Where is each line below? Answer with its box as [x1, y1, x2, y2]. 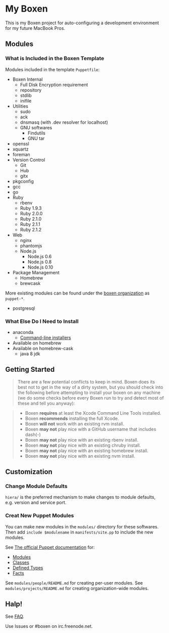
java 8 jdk [20, 351, 40, 357]
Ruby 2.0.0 [20, 210, 43, 216]
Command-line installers [20, 334, 72, 340]
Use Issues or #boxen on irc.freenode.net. [5, 623, 93, 629]
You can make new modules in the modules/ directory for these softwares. [5, 523, 159, 529]
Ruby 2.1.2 [20, 226, 42, 232]
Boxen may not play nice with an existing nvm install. [25, 453, 135, 459]
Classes [12, 559, 29, 565]
